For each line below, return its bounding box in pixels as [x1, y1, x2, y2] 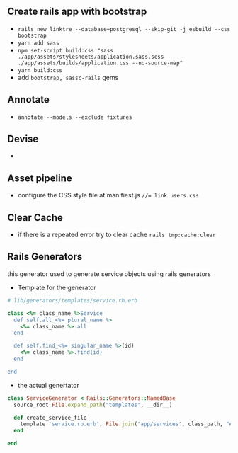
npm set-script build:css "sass [17, 47, 113, 54]
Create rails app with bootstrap [7, 6, 147, 18]
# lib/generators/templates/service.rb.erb [7, 297, 138, 304]
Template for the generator [17, 283, 97, 292]
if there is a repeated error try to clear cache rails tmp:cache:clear [17, 230, 216, 239]
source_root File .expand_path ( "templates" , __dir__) [13, 401, 173, 408]
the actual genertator [17, 381, 79, 389]
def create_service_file [13, 414, 87, 421]
